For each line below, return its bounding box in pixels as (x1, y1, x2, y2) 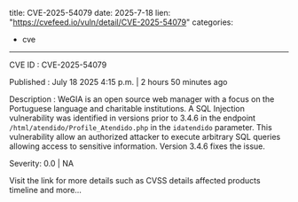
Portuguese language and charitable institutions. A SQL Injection (9, 104, 246, 113)
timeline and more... (9, 185, 82, 195)
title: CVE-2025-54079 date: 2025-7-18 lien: (9, 8, 171, 18)
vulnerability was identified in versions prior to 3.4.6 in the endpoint (9, 113, 255, 123)
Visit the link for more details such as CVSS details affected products (9, 175, 261, 185)
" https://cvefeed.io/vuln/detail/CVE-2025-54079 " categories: (9, 17, 233, 27)
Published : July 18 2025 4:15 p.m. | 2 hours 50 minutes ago (9, 77, 228, 87)
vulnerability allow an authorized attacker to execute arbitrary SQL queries (9, 132, 281, 142)
